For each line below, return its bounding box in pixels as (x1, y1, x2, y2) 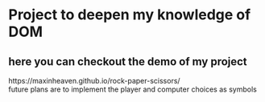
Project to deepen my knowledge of (8, 6, 251, 24)
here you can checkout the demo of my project (8, 55, 247, 68)
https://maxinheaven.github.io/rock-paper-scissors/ (8, 76, 180, 85)
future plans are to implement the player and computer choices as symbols (8, 84, 258, 94)
